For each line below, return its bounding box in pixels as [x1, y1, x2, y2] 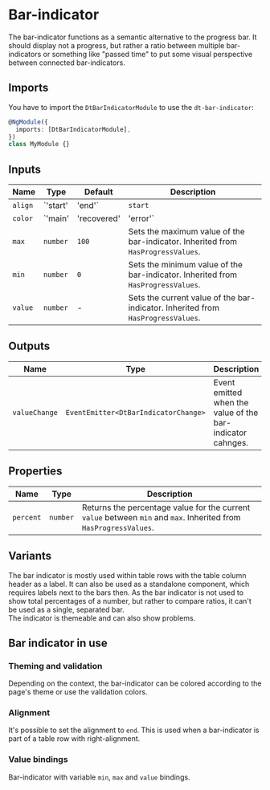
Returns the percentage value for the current [81, 502, 251, 513]
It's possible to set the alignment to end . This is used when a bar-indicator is [8, 725, 260, 735]
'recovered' [76, 213, 121, 224]
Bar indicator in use [8, 636, 108, 650]
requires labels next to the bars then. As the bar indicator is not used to [8, 588, 243, 597]
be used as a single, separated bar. [8, 605, 125, 614]
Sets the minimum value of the [128, 259, 243, 271]
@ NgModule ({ [8, 118, 48, 126]
